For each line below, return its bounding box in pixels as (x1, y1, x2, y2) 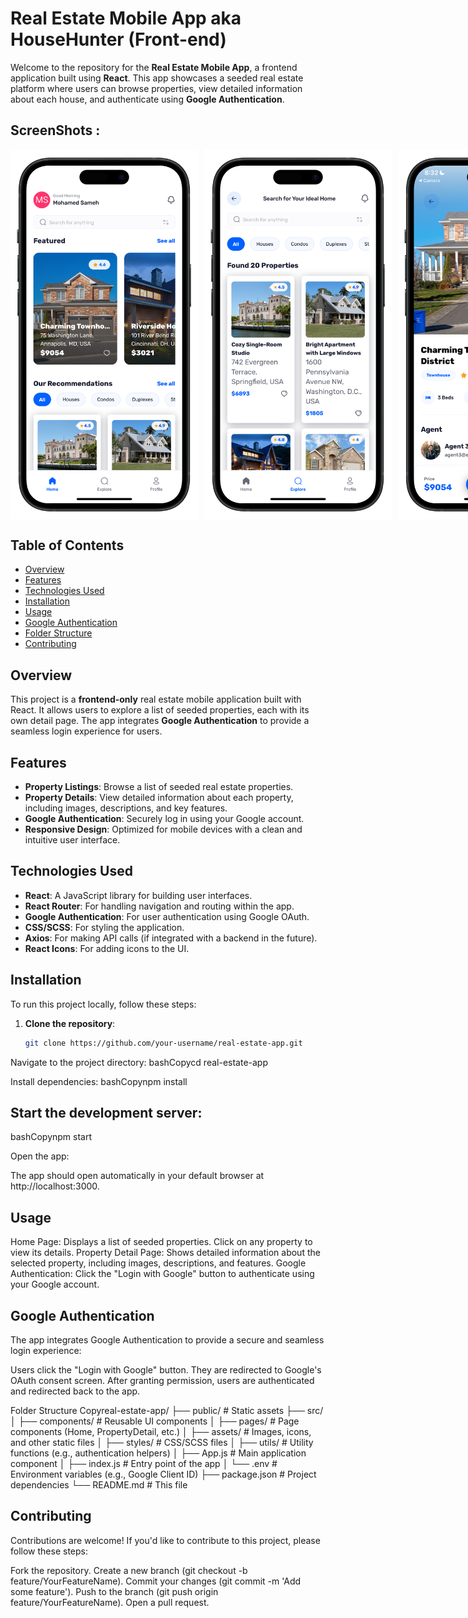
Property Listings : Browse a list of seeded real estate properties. (24, 781, 294, 793)
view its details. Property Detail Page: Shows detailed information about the (10, 1247, 321, 1259)
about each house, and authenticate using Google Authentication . (10, 93, 285, 105)
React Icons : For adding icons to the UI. (24, 942, 190, 954)
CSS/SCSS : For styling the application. (24, 921, 185, 933)
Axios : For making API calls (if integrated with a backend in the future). (24, 932, 318, 944)
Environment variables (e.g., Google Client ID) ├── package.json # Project (10, 1468, 317, 1481)
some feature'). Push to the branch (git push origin (10, 1585, 219, 1597)
